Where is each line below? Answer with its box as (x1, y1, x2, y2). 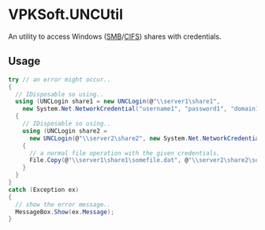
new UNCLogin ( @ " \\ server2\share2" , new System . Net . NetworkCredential (28, 134, 263, 142)
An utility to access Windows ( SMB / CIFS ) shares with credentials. (8, 32, 222, 41)
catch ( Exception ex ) (8, 186, 80, 194)
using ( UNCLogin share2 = (22, 126, 108, 135)
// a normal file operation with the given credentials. (28, 149, 221, 157)
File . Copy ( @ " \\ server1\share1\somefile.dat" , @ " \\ (28, 156, 200, 164)
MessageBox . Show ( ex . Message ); (15, 208, 114, 216)
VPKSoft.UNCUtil (8, 6, 124, 24)
